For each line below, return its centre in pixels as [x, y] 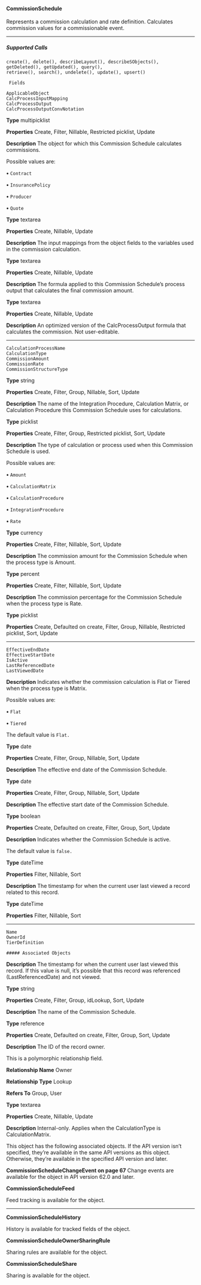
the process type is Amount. [41, 562]
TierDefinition [25, 943]
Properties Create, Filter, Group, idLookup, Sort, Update [75, 1000]
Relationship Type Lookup [39, 1082]
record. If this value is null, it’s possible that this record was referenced [93, 971]
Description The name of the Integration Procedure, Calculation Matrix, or [98, 404]
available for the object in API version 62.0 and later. [71, 1177]
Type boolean [23, 816]
